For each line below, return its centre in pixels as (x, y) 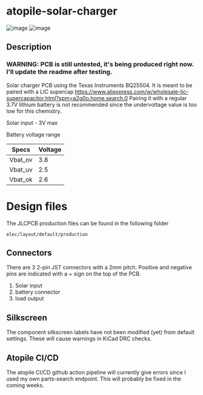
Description (29, 47)
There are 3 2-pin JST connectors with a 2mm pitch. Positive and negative (99, 268)
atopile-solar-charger (62, 11)
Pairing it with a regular (158, 98)
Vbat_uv (21, 169)
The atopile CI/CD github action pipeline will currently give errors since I (96, 372)
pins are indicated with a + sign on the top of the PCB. (74, 274)
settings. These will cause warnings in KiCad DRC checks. (79, 339)
